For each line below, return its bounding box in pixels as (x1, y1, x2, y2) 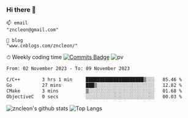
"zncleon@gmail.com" (6, 27, 59, 33)
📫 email (6, 20, 28, 26)
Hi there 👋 (6, 5, 37, 14)
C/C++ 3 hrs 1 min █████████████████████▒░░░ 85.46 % (6, 77, 182, 83)
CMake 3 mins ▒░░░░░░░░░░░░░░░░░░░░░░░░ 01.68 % (6, 88, 182, 94)
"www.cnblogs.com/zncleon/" (6, 43, 78, 49)
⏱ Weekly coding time (6, 54, 62, 61)
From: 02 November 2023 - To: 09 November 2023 (6, 66, 130, 72)
